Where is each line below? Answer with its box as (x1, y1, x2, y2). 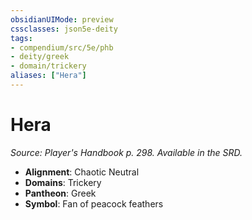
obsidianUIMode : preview (10, 14, 114, 25)
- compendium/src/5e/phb (10, 42, 114, 53)
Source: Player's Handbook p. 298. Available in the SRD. (10, 146, 243, 158)
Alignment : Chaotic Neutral (24, 166, 140, 178)
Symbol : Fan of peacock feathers (24, 197, 164, 210)
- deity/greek (10, 52, 70, 62)
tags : (10, 33, 33, 43)
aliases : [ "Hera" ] (10, 71, 87, 81)
